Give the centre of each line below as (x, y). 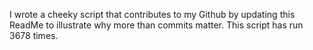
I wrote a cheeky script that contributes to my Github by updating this (152, 14)
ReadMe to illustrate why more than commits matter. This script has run (156, 25)
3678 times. (34, 35)
